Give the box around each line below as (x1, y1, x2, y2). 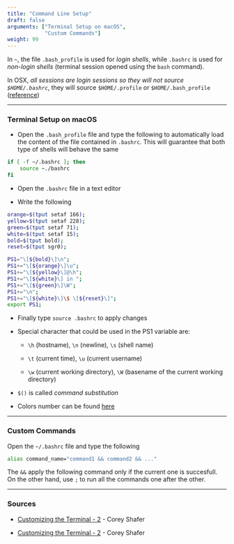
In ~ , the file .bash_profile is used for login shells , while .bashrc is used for (7, 55, 223, 63)
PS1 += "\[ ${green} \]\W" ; (7, 282, 77, 289)
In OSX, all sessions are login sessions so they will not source (7, 76, 185, 84)
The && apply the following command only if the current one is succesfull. (7, 467, 218, 477)
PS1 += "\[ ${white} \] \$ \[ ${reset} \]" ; (7, 295, 117, 302)
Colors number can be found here (17, 402, 115, 410)
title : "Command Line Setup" (7, 10, 92, 17)
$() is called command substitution (17, 389, 118, 397)
